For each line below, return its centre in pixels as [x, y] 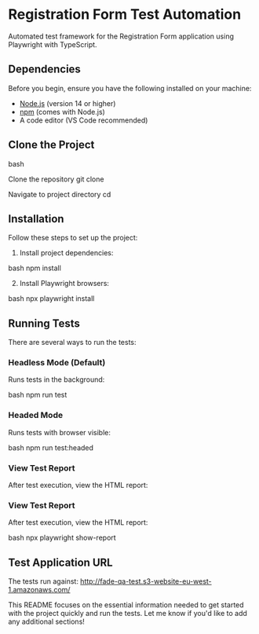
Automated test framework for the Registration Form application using [121, 36]
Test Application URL [60, 562]
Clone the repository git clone [56, 179]
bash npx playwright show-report [62, 538]
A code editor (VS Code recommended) [84, 120]
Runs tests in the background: [57, 379]
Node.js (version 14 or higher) [67, 103]
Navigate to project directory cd [60, 194]
